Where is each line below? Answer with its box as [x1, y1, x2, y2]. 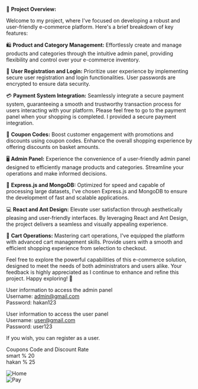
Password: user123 [6, 323, 53, 330]
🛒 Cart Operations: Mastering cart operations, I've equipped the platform [6, 232, 185, 239]
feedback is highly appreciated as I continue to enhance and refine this [6, 269, 179, 275]
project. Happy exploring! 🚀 [6, 275, 73, 282]
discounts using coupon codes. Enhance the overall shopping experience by [6, 137, 193, 144]
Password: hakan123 [6, 299, 57, 306]
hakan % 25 [6, 358, 35, 365]
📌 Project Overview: [6, 6, 57, 12]
